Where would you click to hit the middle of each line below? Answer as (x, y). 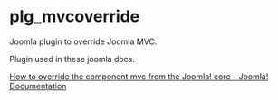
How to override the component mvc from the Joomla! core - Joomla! (139, 76)
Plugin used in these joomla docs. (72, 59)
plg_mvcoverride (75, 17)
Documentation (38, 86)
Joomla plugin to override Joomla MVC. (83, 41)
